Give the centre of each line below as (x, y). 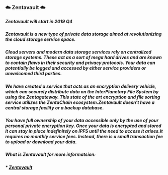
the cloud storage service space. (40, 39)
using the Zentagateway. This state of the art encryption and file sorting (83, 97)
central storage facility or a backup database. (55, 107)
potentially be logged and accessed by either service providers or (76, 68)
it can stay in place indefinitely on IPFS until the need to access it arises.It (84, 131)
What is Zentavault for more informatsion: (51, 154)
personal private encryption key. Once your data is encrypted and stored (83, 126)
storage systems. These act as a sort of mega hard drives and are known (83, 57)
